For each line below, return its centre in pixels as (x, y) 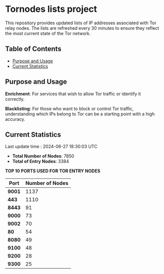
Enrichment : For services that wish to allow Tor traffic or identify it (73, 94)
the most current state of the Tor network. (48, 33)
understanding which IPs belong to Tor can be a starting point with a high (80, 114)
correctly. (15, 99)
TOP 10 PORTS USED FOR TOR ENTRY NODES (53, 171)
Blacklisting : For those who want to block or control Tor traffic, (69, 109)
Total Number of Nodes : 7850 (43, 156)
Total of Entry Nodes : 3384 (41, 162)
